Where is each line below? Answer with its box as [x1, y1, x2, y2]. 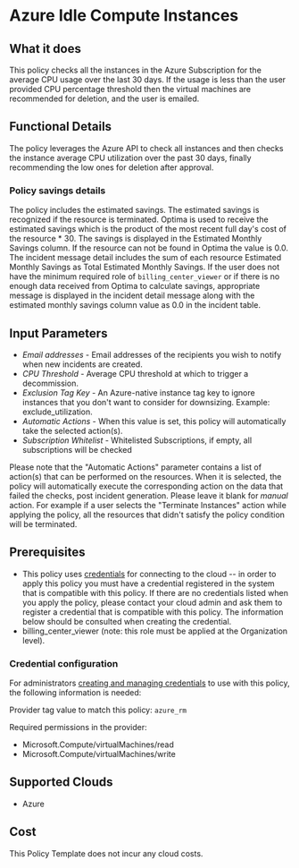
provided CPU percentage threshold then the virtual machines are [9, 84, 252, 94]
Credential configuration [9, 657, 119, 669]
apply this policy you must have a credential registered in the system [21, 578, 275, 589]
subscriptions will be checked [21, 444, 132, 455]
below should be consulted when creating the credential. [21, 616, 232, 626]
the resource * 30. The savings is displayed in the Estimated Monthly [9, 234, 262, 244]
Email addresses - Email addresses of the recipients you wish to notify [21, 349, 282, 360]
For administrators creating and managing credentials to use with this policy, [9, 677, 290, 689]
